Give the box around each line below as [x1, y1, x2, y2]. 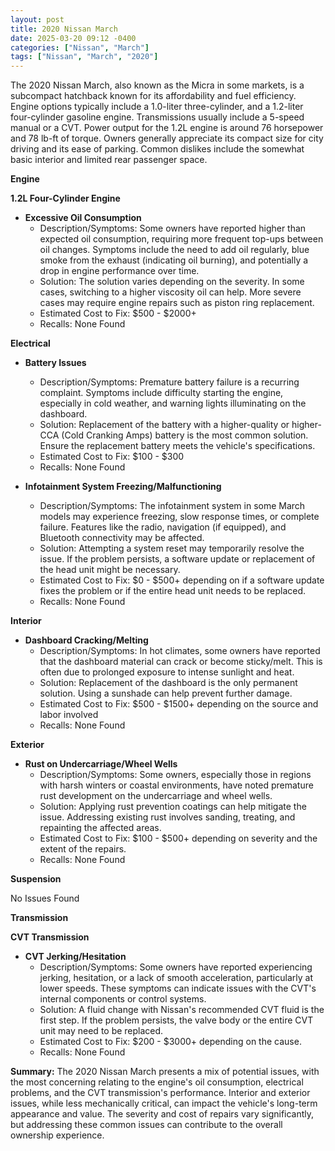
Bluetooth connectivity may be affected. [39, 532, 205, 544]
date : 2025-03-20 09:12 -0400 [10, 33, 137, 43]
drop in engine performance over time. [39, 265, 200, 277]
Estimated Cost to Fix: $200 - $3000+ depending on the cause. [39, 1036, 302, 1048]
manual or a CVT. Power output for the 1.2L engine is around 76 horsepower [10, 122, 324, 134]
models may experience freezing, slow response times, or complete [39, 511, 320, 523]
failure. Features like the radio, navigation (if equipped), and [39, 521, 287, 533]
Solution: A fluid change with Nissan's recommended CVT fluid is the [39, 1004, 325, 1016]
